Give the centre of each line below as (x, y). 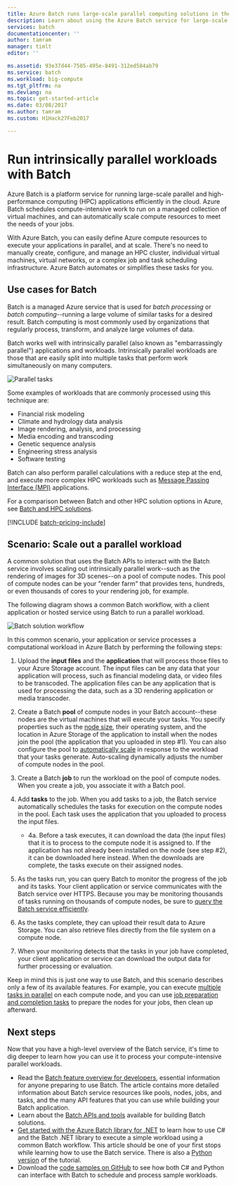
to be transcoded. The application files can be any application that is (117, 683)
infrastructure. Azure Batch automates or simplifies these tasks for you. (111, 267)
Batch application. (44, 1108)
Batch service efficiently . (53, 909)
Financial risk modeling (51, 414)
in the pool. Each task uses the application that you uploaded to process (122, 814)
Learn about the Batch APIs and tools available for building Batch (111, 1115)
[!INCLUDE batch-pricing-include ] (57, 522)
